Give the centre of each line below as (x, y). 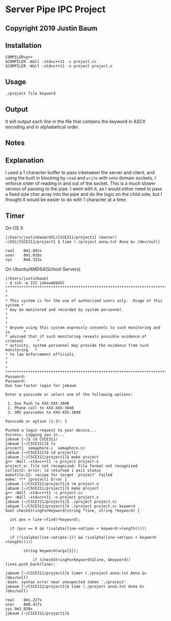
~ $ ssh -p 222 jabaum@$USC (35, 283)
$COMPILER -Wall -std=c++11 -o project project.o (59, 66)
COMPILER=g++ (19, 57)
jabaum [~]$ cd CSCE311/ (32, 439)
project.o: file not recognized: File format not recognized (72, 466)
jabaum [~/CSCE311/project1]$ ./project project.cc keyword (70, 506)
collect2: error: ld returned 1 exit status (53, 470)
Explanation (25, 160)
